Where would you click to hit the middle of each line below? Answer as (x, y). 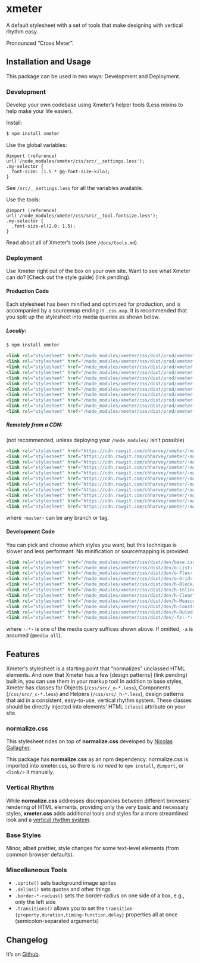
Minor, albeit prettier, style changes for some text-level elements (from (93, 848)
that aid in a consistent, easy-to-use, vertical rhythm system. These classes (99, 700)
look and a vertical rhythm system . (49, 820)
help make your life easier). (40, 111)
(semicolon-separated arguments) (57, 921)
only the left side (35, 902)
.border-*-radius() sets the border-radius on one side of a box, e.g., (99, 895)
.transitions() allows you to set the (60, 908)
